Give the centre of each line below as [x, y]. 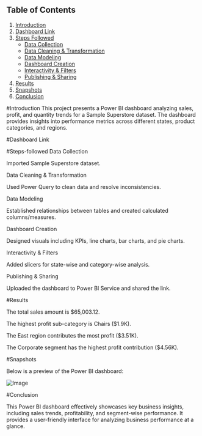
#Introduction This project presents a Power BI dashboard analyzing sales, [100, 108]
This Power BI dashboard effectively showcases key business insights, [95, 407]
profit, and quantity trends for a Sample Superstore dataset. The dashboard [101, 114]
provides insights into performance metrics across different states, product [101, 121]
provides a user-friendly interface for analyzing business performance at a [100, 419]
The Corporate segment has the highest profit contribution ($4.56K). [92, 347]
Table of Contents [41, 10]
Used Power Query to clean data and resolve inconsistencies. [84, 187]
